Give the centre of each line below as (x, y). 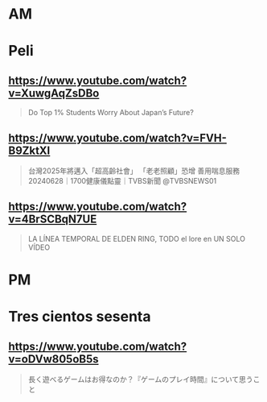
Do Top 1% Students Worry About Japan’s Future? (111, 113)
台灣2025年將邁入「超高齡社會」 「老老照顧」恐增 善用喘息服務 (133, 171)
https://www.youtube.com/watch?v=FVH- (118, 138)
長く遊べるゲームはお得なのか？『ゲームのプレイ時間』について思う (140, 379)
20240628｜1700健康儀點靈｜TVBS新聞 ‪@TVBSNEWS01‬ (122, 181)
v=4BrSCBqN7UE (53, 220)
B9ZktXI (29, 150)
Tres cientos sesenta (80, 317)
